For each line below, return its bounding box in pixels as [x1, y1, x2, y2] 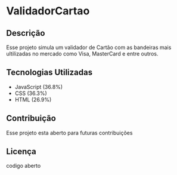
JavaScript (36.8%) [14, 83, 63, 90]
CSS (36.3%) [14, 90, 48, 97]
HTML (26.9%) [14, 96, 52, 103]
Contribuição [6, 113, 57, 124]
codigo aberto [6, 162, 41, 170]
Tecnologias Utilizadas [6, 67, 93, 78]
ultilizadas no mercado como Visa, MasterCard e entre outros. [6, 50, 159, 57]
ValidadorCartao [6, 4, 90, 18]
